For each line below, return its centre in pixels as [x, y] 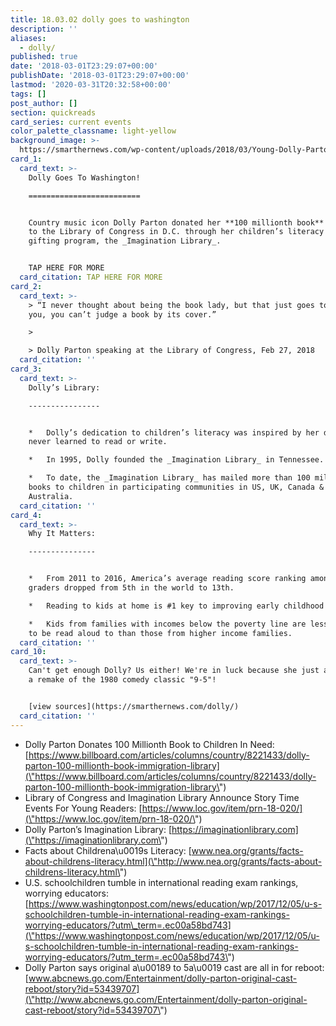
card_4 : [26, 515]
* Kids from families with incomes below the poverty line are [167, 624]
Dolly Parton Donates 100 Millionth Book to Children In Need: [149, 744]
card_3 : [26, 369]
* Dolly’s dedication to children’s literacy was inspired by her [174, 432]
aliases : [28, 38]
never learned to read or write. [98, 442]
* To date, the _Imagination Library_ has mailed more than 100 [169, 478]
